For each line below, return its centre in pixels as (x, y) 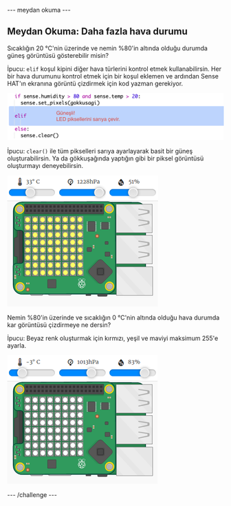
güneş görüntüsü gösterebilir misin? (58, 55)
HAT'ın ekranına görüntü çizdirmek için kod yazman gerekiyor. (95, 83)
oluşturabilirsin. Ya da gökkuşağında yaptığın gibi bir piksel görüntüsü (106, 158)
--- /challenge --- (32, 494)
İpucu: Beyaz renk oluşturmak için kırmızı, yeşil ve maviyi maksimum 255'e (113, 338)
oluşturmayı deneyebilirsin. (45, 165)
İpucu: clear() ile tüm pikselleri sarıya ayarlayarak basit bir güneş (100, 151)
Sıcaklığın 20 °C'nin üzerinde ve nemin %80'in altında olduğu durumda (108, 48)
